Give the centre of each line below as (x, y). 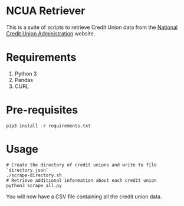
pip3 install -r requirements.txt (49, 126)
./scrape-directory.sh (34, 175)
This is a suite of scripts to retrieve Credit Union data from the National (92, 27)
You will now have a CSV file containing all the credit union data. (84, 197)
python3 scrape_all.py (34, 185)
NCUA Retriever (46, 11)
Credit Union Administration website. (51, 33)
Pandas (24, 80)
